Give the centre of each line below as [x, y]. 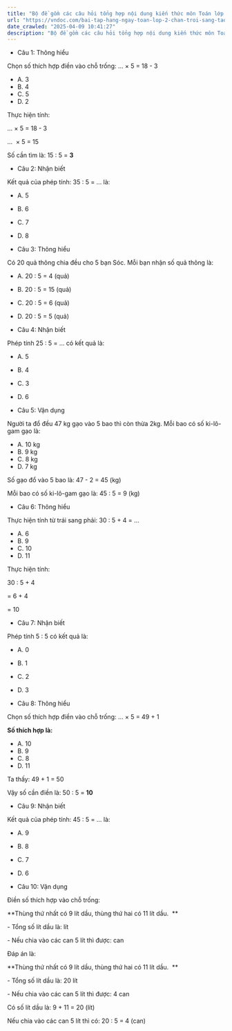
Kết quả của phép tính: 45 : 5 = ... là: [59, 820]
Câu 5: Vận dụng [41, 410]
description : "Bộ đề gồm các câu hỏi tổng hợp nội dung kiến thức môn [111, 33]
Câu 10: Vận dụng [42, 887]
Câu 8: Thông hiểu [43, 703]
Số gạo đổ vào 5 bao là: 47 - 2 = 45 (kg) [64, 480]
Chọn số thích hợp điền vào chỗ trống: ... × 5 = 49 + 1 [83, 717]
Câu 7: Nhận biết [41, 623]
